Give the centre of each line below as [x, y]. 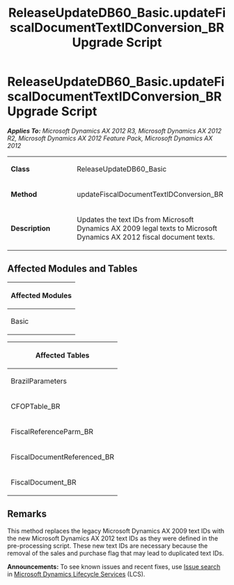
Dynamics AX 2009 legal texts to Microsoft [147, 228]
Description [31, 228]
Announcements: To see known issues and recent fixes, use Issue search [114, 566]
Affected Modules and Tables [72, 269]
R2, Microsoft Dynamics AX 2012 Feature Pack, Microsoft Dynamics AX [110, 138]
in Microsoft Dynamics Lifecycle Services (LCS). [76, 574]
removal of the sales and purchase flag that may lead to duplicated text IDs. [116, 553]
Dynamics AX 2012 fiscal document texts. [146, 237]
